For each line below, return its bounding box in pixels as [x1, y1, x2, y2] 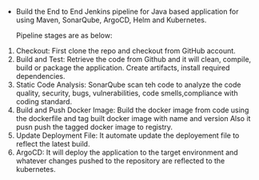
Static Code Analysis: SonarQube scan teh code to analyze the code [15, 80, 241, 89]
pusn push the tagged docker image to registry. [15, 123, 173, 131]
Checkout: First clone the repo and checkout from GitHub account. [15, 46, 236, 55]
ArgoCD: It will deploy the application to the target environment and [15, 147, 238, 157]
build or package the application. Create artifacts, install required [15, 63, 230, 72]
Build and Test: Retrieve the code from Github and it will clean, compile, [15, 55, 252, 64]
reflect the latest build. [15, 139, 90, 148]
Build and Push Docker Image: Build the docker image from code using [15, 105, 249, 115]
